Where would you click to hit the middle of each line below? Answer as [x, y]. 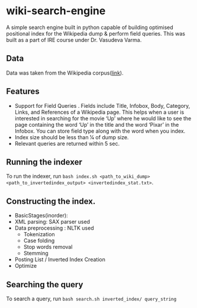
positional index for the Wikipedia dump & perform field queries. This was [96, 33]
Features [23, 92]
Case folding [39, 240]
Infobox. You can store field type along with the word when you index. [100, 131]
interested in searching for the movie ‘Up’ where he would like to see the [103, 118]
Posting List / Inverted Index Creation [60, 259]
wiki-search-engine [56, 11]
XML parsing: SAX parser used [52, 222]
